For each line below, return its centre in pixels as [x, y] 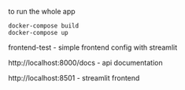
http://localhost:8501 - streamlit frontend [74, 78]
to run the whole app [42, 11]
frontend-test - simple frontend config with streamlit [93, 47]
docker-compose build [44, 26]
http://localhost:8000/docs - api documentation [85, 63]
